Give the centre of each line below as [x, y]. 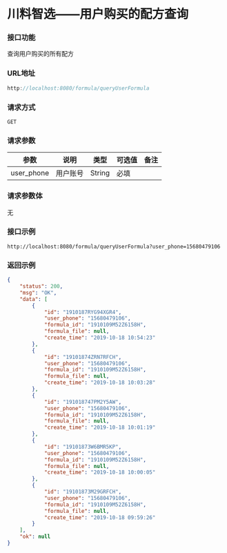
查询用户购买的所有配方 [40, 54]
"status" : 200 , [41, 287]
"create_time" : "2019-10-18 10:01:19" [100, 428]
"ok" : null [35, 537]
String [100, 173]
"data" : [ [34, 299]
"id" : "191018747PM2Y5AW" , [83, 402]
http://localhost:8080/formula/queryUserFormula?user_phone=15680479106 [114, 246]
